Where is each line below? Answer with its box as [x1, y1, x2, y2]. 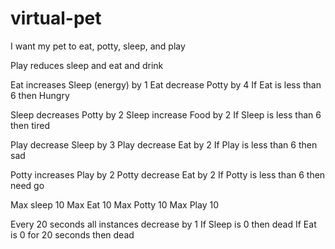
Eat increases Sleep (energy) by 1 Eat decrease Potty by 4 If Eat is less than [10, 78, 322, 91]
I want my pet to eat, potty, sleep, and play [10, 40, 186, 52]
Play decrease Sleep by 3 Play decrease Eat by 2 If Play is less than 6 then [10, 138, 318, 151]
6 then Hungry [10, 89, 70, 101]
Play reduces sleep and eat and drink [10, 59, 164, 71]
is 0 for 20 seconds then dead [10, 228, 135, 241]
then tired [10, 119, 50, 131]
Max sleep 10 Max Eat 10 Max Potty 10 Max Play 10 [10, 198, 219, 211]
